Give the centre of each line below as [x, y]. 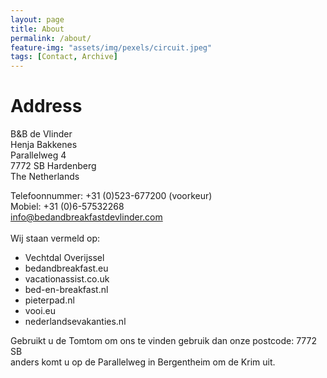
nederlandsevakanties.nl [75, 322]
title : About [37, 29]
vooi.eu [40, 311]
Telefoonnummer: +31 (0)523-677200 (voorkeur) [111, 196]
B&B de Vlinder [41, 134]
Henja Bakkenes [44, 145]
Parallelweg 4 [38, 155]
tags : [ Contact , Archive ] [64, 57]
